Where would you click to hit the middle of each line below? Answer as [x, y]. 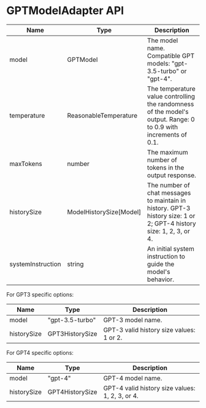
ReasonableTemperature [102, 115]
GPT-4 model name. [133, 378]
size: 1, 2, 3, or [168, 231]
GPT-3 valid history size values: [149, 330]
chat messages [169, 192]
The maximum [167, 152]
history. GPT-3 [169, 208]
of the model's [168, 111]
